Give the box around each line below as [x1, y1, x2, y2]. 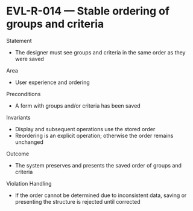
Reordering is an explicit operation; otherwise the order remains [14, 132, 174, 139]
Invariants [6, 114, 31, 121]
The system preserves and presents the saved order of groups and [14, 161, 182, 169]
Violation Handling [6, 180, 52, 187]
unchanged [14, 138, 44, 146]
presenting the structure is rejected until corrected [14, 198, 141, 205]
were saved [14, 55, 44, 62]
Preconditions [6, 90, 41, 97]
